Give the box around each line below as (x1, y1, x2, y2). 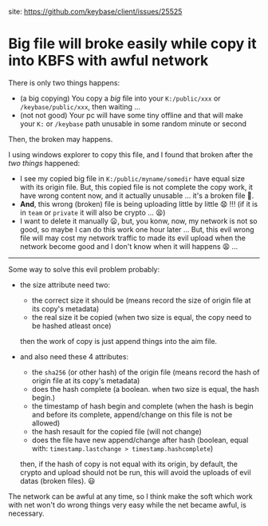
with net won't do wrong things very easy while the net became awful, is (8, 500, 247, 509)
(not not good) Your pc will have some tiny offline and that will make (19, 110, 243, 120)
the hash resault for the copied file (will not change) (31, 426, 202, 436)
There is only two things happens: (8, 77, 120, 87)
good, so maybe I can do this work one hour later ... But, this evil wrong (19, 224, 254, 234)
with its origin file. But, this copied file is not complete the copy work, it (19, 182, 254, 192)
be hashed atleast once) (31, 321, 112, 330)
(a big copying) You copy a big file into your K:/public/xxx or (19, 93, 221, 103)
